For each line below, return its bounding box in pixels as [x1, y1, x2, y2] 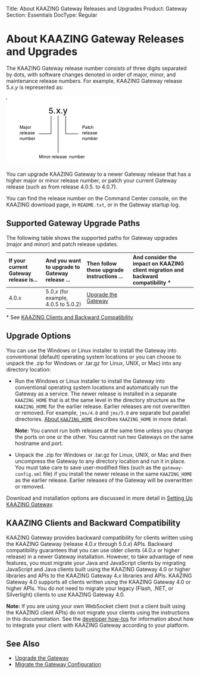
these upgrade [86, 267, 124, 274]
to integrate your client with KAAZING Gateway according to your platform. [6, 622, 189, 629]
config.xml [14, 471, 42, 477]
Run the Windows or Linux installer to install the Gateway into [14, 377, 165, 384]
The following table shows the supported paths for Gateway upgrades [6, 234, 178, 241]
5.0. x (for [45, 287, 69, 295]
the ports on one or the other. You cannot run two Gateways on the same [14, 433, 194, 440]
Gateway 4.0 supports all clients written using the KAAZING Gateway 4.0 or [6, 578, 191, 585]
